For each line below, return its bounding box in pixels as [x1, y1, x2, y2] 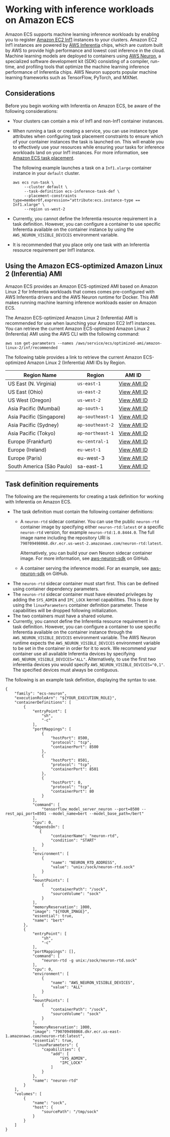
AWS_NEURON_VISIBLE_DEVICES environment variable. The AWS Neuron [12, 635, 156, 641]
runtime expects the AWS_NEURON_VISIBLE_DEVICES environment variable [12, 640, 160, 646]
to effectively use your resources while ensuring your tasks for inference [12, 144, 165, 150]
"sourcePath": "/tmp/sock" [41, 1110, 99, 1115]
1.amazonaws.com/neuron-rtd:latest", [5, 1034, 85, 1039]
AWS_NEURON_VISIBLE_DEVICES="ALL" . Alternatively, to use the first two [12, 656, 156, 662]
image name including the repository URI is [20, 535, 111, 541]
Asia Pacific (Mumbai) [8, 405, 61, 412]
